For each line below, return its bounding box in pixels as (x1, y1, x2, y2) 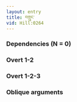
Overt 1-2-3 (6, 72, 41, 80)
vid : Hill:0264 (6, 20, 44, 26)
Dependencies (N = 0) (6, 40, 72, 48)
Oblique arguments (6, 88, 64, 97)
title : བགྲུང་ (6, 14, 35, 20)
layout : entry (6, 8, 42, 15)
